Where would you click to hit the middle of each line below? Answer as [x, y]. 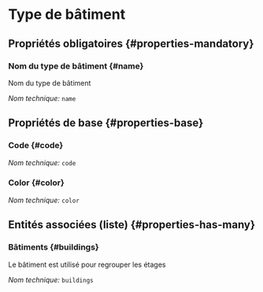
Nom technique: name [42, 98]
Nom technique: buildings [51, 279]
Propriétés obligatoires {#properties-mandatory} [131, 44]
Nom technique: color [44, 200]
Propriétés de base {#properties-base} [106, 123]
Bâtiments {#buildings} [54, 247]
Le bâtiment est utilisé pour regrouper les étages [87, 264]
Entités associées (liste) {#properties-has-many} [132, 225]
